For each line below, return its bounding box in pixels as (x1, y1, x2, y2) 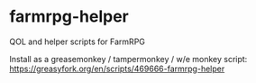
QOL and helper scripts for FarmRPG (9, 36, 146, 47)
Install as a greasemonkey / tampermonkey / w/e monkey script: (9, 53, 248, 64)
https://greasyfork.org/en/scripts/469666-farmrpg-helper (9, 63, 225, 74)
